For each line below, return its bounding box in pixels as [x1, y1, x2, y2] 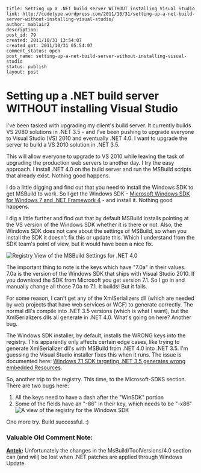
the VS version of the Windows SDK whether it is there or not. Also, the [6, 221, 182, 228]
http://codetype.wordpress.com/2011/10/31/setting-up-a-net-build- [22, 11, 196, 17]
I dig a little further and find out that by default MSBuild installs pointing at [6, 214, 189, 221]
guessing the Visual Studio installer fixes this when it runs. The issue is [6, 351, 182, 358]
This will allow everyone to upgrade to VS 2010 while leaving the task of [6, 153, 185, 160]
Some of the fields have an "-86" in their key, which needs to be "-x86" [14, 400, 193, 407]
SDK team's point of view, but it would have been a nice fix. [6, 240, 153, 247]
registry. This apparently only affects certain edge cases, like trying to [6, 338, 180, 345]
